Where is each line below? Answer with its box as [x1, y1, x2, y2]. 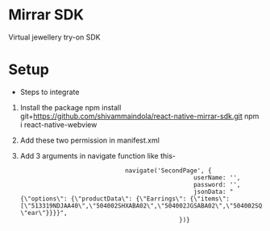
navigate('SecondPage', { [124, 167, 212, 175]
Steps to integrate [19, 87, 80, 97]
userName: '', [193, 173, 241, 182]
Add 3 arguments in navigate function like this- [19, 151, 176, 160]
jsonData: [193, 188, 226, 196]
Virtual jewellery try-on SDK [8, 32, 101, 42]
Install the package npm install [19, 102, 122, 112]
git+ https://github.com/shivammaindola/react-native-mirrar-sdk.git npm [19, 111, 260, 121]
